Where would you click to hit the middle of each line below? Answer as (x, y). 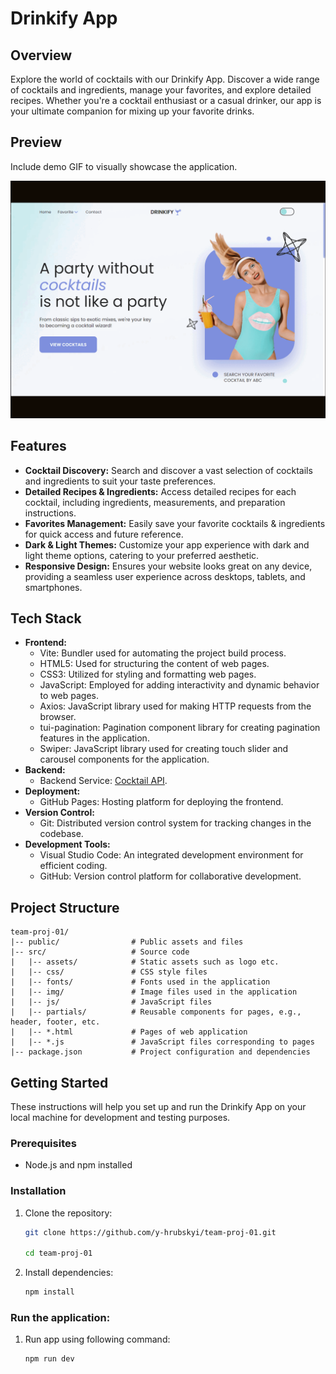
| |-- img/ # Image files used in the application (154, 992)
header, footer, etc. (55, 1022)
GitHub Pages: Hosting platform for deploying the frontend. (161, 802)
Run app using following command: (97, 1339)
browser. (58, 717)
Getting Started (59, 1082)
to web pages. (69, 696)
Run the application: (60, 1318)
